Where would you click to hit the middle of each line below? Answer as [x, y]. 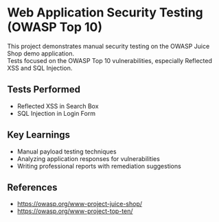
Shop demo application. [41, 53]
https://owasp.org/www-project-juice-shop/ [80, 204]
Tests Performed [44, 89]
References [32, 187]
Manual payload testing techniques [67, 151]
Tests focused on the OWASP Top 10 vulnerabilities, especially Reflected [110, 60]
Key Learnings [39, 135]
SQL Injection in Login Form [56, 113]
